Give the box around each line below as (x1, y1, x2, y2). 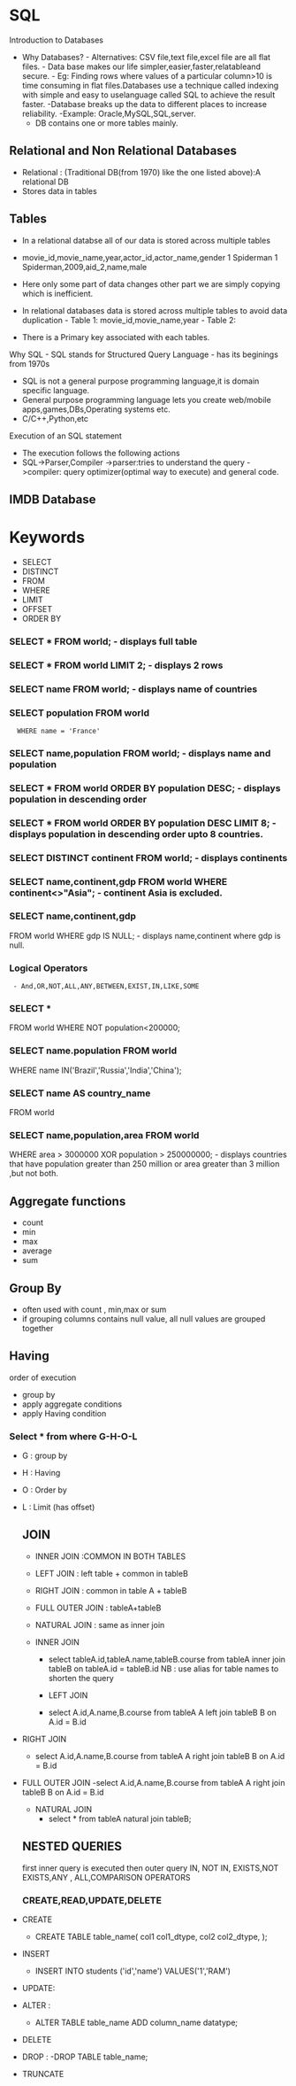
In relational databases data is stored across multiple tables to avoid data (21, 305, 288, 315)
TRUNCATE (21, 2069, 65, 2079)
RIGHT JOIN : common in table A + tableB (34, 1585, 187, 1595)
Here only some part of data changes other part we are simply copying (21, 278, 281, 289)
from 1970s (9, 358, 50, 368)
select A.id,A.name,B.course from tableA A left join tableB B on (48, 1707, 277, 1718)
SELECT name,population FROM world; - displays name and (9, 747, 271, 759)
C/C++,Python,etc (21, 413, 89, 423)
